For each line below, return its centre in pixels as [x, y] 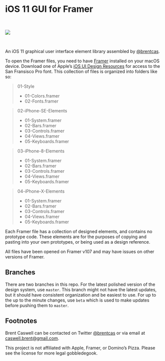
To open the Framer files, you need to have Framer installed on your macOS [82, 61]
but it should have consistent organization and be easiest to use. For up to [81, 295]
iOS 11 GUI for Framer [49, 9]
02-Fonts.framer [41, 101]
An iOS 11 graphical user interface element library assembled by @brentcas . [82, 51]
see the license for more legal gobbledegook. [52, 353]
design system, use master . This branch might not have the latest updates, [81, 289]
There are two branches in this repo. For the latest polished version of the [80, 284]
